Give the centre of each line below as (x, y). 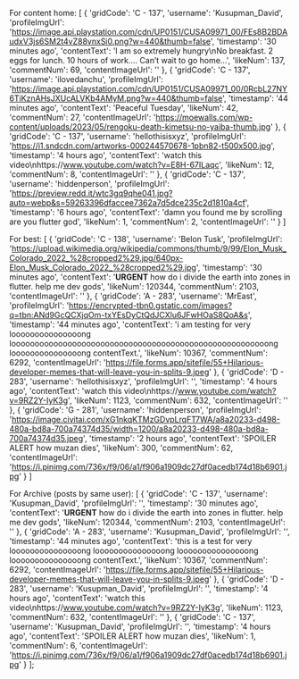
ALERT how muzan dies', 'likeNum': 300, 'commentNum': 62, (121, 448)
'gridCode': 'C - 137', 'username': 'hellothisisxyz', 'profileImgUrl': (128, 136)
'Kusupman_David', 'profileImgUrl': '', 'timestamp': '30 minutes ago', (134, 503)
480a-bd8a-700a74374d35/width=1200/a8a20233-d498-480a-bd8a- (139, 429)
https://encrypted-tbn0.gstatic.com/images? (150, 306)
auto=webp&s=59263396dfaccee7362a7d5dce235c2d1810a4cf (127, 203)
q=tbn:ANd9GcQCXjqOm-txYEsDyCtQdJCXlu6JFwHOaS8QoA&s (129, 315)
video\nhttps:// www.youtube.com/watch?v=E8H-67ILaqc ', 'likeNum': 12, (142, 165)
